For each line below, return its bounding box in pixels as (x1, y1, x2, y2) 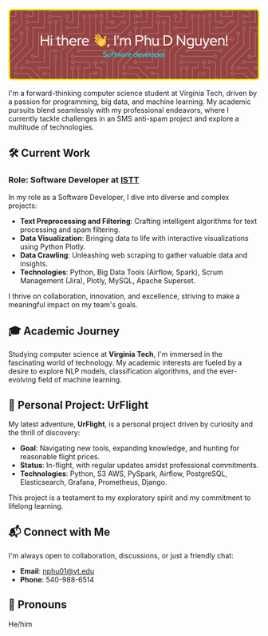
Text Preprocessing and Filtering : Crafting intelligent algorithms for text (19, 217, 258, 226)
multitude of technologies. (8, 122, 95, 132)
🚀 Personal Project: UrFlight (8, 398, 149, 412)
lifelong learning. (8, 502, 64, 511)
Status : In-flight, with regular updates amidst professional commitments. (19, 461, 259, 470)
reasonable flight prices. (19, 452, 100, 462)
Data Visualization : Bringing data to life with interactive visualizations (19, 234, 249, 243)
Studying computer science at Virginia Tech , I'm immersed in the (8, 350, 223, 359)
